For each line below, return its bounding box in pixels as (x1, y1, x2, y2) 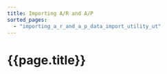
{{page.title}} (7, 52, 86, 68)
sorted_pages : (7, 16, 48, 23)
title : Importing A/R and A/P (7, 10, 94, 17)
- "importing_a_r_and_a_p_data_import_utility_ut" (13, 23, 162, 29)
